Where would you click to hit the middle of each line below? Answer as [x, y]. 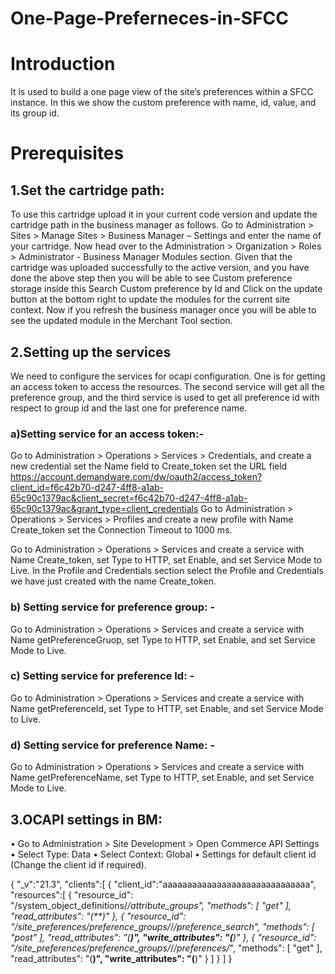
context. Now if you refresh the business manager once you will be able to [163, 310]
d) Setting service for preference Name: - [113, 745]
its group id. [35, 113]
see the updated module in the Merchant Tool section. [121, 321]
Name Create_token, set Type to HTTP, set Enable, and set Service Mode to [166, 560]
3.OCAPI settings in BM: [86, 819]
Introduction [63, 64]
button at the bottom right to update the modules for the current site [150, 299]
